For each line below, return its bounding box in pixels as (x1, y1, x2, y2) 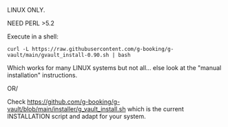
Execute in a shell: (7, 32, 59, 41)
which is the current (127, 105, 184, 113)
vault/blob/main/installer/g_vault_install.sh (7, 105, 126, 113)
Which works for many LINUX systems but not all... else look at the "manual (7, 64, 222, 71)
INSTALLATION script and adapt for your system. (7, 113, 146, 120)
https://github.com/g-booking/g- (27, 97, 121, 106)
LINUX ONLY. (7, 6, 45, 14)
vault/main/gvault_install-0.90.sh (7, 51, 110, 58)
